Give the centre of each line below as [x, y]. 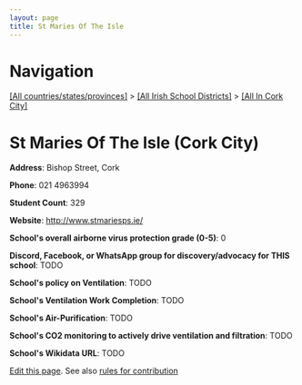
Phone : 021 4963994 [49, 185]
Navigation [51, 71]
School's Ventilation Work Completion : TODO [97, 301]
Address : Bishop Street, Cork [65, 168]
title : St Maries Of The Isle [67, 26]
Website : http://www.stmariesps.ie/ [76, 221]
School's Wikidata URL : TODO [67, 353]
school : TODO [36, 265]
